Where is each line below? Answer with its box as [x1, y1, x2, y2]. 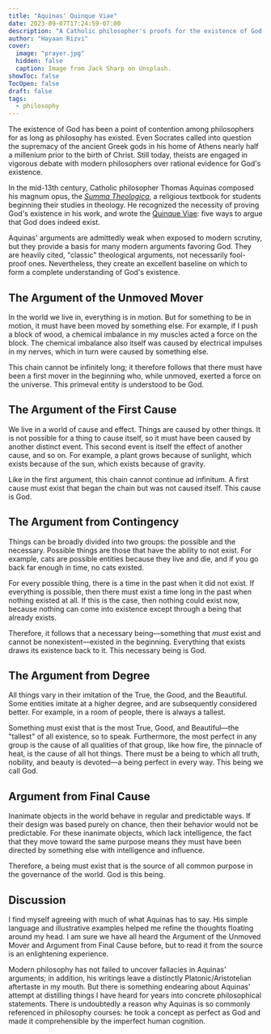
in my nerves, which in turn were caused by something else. [8, 346, 209, 356]
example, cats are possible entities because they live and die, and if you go [8, 553, 259, 563]
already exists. [8, 612, 57, 622]
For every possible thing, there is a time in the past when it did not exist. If [8, 578, 255, 587]
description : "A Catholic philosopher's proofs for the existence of [8, 27, 248, 35]
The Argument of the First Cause [8, 403, 177, 417]
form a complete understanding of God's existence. [8, 268, 180, 278]
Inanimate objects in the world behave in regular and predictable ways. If [8, 811, 251, 821]
